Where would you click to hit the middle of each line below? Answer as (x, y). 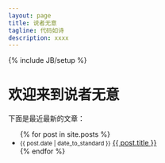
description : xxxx (38, 38)
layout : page (30, 16)
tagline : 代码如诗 (36, 30)
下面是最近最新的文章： (46, 118)
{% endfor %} (42, 151)
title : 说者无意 (33, 23)
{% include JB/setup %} (48, 60)
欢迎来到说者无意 (64, 95)
